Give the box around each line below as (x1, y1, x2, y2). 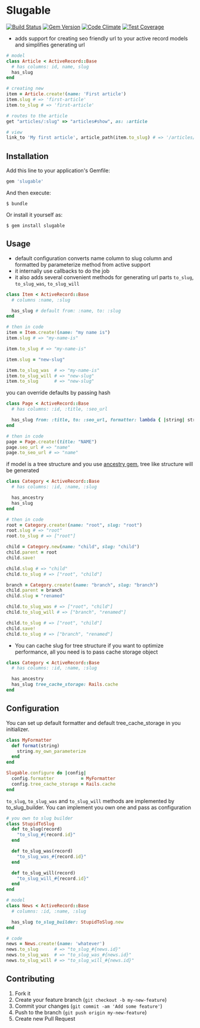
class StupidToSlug (6, 821, 55, 827)
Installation (6, 151, 49, 161)
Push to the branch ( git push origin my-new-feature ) (14, 1008, 147, 1015)
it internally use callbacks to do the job (14, 267, 110, 274)
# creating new (6, 86, 44, 92)
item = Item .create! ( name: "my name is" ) (6, 330, 111, 336)
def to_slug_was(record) (11, 848, 73, 854)
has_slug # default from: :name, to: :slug (11, 308, 121, 314)
